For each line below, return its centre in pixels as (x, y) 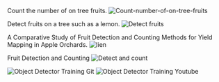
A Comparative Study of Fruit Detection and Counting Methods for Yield (110, 37)
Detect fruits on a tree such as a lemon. (64, 24)
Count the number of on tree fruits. (57, 11)
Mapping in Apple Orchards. (48, 44)
